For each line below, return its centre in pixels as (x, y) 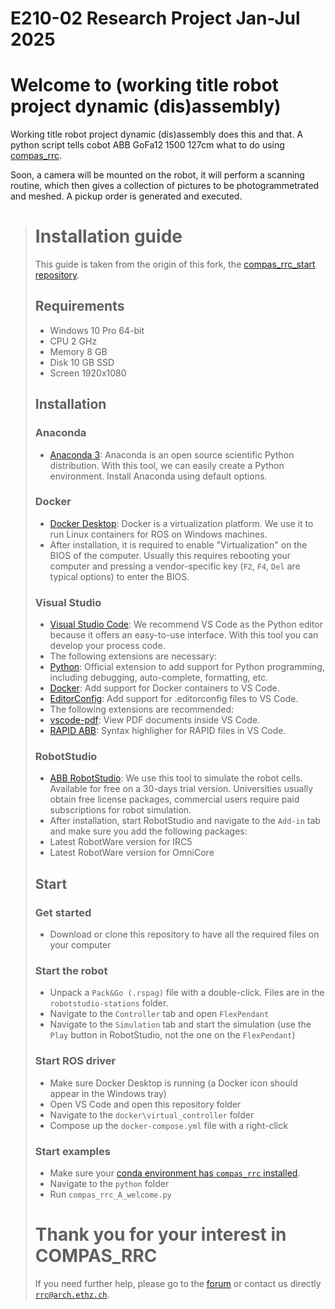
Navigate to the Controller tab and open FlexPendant (159, 1014)
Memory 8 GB (78, 351)
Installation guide (108, 236)
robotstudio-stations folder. (109, 1003)
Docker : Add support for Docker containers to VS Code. (164, 688)
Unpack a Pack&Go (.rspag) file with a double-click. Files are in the (187, 993)
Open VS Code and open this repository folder (145, 1104)
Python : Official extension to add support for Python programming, (187, 667)
